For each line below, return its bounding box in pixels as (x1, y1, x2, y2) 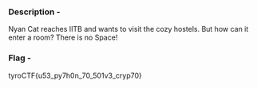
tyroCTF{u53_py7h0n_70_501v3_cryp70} (8, 71, 142, 80)
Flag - (8, 52, 32, 63)
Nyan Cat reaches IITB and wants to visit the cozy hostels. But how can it (8, 25, 249, 34)
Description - (8, 6, 61, 17)
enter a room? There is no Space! (8, 33, 118, 42)
